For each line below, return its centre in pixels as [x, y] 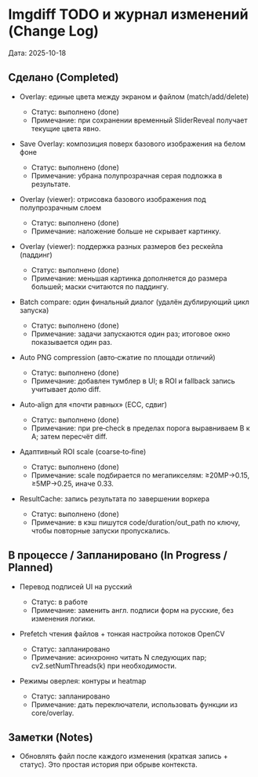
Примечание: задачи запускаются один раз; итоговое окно [131, 334]
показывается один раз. [71, 342]
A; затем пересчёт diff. [69, 436]
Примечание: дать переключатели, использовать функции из [134, 704]
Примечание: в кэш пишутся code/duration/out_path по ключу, [136, 522]
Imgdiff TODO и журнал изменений [128, 15]
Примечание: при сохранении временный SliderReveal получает [140, 120]
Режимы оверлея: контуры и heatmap [83, 680]
